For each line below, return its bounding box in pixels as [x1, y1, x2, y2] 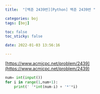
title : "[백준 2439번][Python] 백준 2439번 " [5, 7, 96, 12]
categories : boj [5, 16, 38, 21]
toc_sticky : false [5, 34, 43, 39]
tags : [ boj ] [5, 21, 29, 25]
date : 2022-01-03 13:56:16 [5, 43, 60, 48]
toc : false [5, 29, 27, 34]
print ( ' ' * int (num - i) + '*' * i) [14, 84, 78, 89]
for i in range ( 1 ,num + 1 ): [5, 79, 58, 85]
